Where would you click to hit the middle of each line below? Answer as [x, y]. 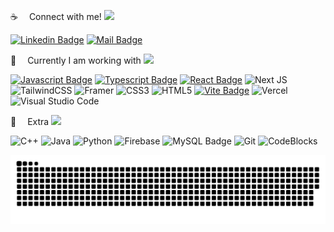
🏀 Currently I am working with [76, 60]
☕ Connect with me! [56, 16]
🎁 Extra [30, 121]
